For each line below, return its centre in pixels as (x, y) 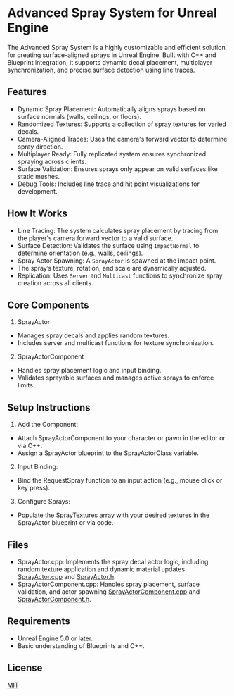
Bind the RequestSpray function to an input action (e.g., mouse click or (120, 480)
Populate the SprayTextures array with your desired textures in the (113, 515)
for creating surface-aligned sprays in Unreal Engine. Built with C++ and (112, 55)
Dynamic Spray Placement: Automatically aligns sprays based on (111, 109)
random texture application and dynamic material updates (101, 569)
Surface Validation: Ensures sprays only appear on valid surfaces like (117, 169)
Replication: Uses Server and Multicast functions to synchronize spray (120, 275)
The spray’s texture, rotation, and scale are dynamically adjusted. (112, 268)
